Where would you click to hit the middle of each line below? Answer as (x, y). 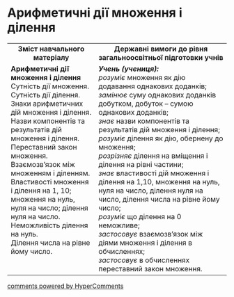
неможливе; (119, 225)
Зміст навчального (51, 49)
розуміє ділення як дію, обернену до (161, 138)
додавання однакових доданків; (153, 86)
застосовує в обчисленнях (144, 260)
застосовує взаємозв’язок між (151, 234)
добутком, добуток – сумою (146, 104)
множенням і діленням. (50, 173)
